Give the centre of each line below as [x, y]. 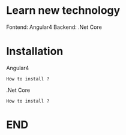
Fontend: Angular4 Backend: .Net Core [54, 27]
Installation [35, 51]
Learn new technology [63, 10]
